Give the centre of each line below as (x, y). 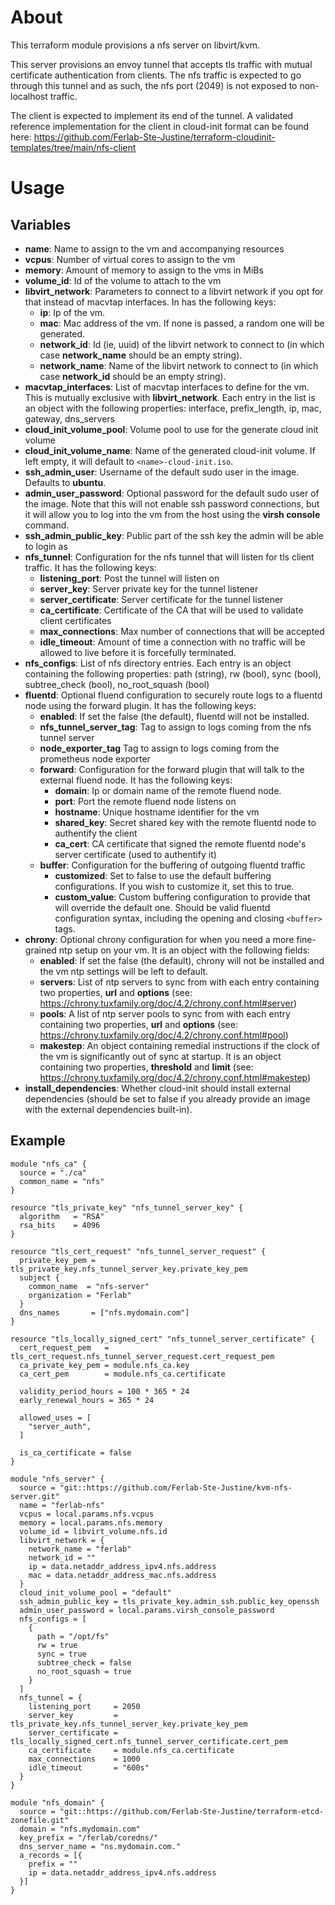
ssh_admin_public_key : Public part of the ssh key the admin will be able (174, 535)
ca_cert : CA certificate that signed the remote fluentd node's (180, 843)
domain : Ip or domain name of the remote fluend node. (168, 790)
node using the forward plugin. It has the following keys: (140, 705)
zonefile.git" (40, 1820)
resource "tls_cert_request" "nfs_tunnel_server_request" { (138, 1251)
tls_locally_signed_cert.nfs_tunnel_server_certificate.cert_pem (149, 1741)
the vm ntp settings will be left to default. (124, 971)
